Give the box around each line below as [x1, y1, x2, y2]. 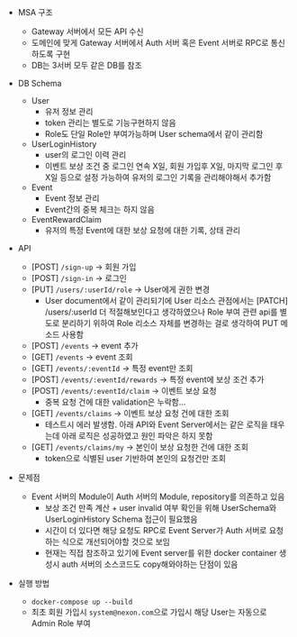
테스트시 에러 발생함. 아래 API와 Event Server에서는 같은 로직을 [44, 419, 268, 430]
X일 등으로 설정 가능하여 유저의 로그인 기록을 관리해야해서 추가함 [44, 172, 272, 182]
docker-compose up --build [31, 597, 133, 606]
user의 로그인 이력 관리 [44, 150, 127, 159]
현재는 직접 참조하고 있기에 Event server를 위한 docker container [44, 548, 277, 558]
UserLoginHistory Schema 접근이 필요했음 [44, 514, 198, 524]
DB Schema [17, 78, 62, 88]
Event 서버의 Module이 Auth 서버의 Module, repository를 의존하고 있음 [31, 491, 285, 502]
